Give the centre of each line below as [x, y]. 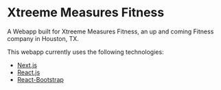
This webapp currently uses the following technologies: [85, 52]
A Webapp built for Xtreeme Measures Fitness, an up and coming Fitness [110, 31]
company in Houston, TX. [43, 38]
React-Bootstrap [40, 79]
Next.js [27, 65]
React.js [28, 72]
